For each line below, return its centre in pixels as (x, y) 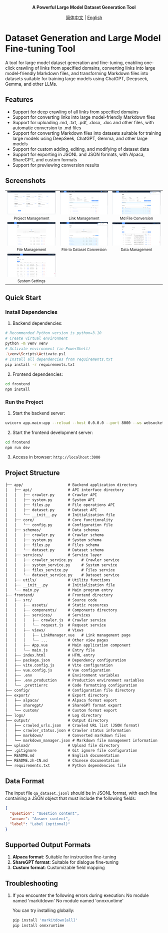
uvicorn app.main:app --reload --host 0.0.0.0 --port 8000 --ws (73, 423)
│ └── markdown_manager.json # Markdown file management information (81, 741)
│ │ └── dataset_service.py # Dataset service (62, 575)
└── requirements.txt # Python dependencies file (66, 766)
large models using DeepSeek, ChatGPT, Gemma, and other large (80, 138)
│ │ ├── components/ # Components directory (61, 610)
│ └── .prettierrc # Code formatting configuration (71, 685)
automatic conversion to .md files (47, 128)
